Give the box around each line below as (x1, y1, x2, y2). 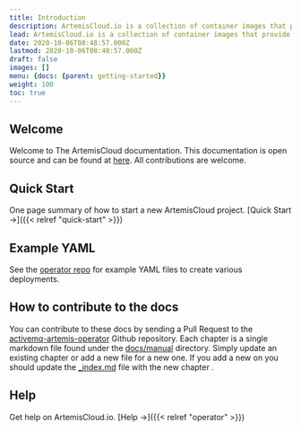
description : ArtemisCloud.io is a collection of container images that (9, 22, 287, 31)
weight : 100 (9, 80, 54, 89)
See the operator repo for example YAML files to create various (9, 264, 243, 275)
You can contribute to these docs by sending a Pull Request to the (9, 323, 254, 334)
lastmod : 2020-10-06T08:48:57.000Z (9, 47, 142, 56)
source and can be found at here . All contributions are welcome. (9, 154, 246, 166)
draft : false (9, 55, 58, 64)
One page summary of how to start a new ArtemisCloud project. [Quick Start (9, 205, 292, 215)
